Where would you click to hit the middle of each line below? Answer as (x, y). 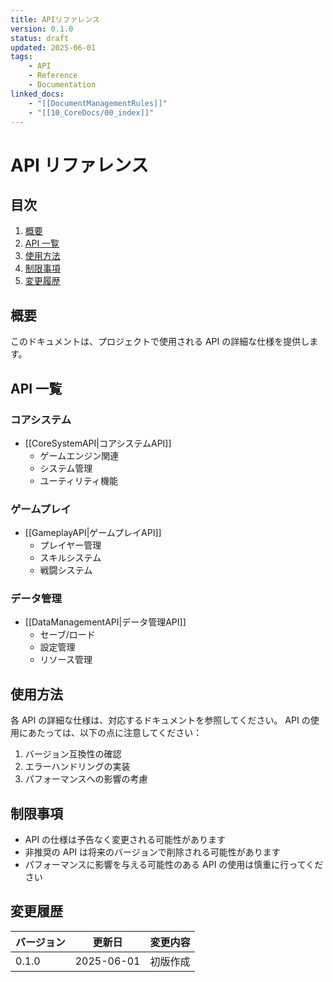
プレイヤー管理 (70, 545)
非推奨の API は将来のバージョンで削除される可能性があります (152, 852)
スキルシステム (70, 558)
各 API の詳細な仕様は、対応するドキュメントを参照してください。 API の (160, 720)
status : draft (40, 38)
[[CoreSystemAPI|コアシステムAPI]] (98, 443)
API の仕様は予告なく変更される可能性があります (125, 840)
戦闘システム (66, 570)
